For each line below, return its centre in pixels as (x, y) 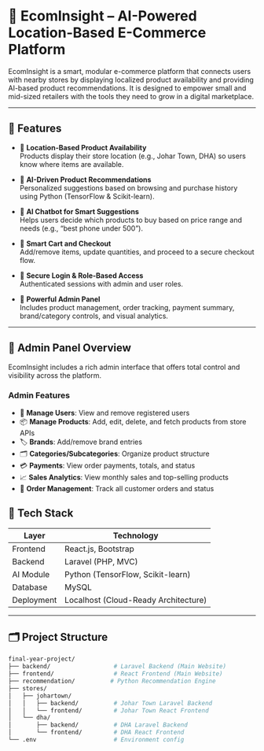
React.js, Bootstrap (99, 549)
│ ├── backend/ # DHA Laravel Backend (98, 725)
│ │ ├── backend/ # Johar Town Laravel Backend (110, 703)
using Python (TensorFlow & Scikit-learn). (87, 196)
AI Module (31, 574)
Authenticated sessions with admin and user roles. (101, 283)
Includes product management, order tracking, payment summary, (127, 307)
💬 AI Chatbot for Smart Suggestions (79, 211)
